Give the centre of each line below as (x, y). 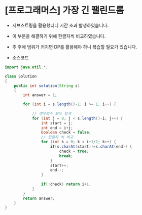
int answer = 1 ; (40, 95)
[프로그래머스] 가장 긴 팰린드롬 (64, 10)
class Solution (21, 76)
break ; (66, 156)
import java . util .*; (27, 67)
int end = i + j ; (57, 128)
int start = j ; (57, 123)
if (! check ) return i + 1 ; (66, 184)
